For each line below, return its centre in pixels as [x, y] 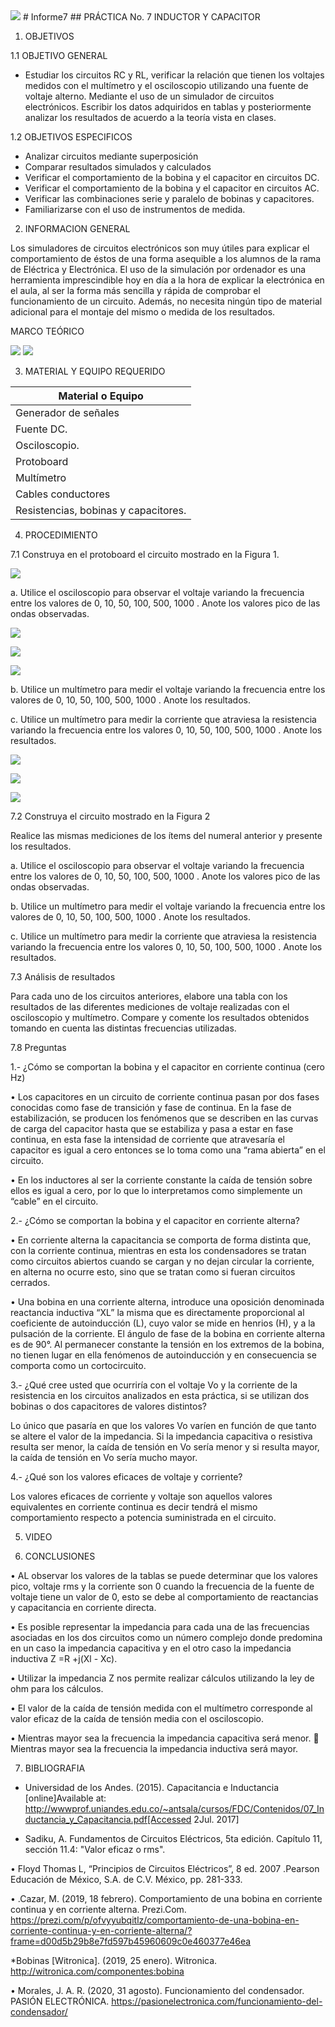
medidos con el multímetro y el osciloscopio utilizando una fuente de [166, 85]
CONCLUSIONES [60, 1556]
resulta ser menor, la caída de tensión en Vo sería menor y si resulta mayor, [165, 1447]
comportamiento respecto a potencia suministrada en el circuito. [143, 1517]
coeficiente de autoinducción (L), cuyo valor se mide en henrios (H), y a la [163, 1323]
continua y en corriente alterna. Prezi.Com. [98, 1909]
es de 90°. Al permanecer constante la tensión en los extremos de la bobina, [167, 1344]
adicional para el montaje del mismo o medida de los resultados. [143, 312]
